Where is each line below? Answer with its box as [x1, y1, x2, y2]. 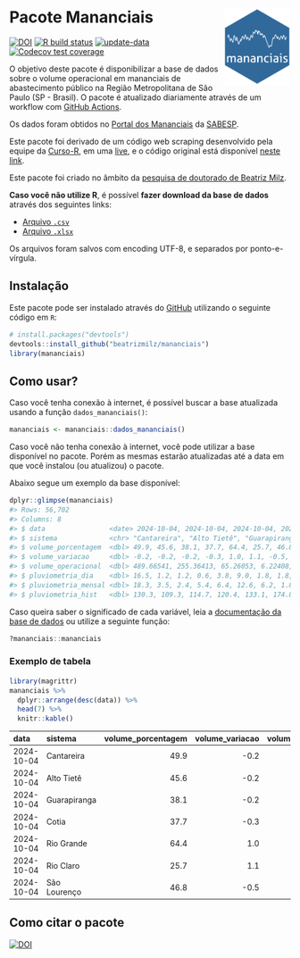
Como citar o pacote [9, 915, 125, 930]
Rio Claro [46, 860, 80, 871]
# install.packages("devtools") [9, 329, 129, 339]
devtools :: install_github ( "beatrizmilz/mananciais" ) [9, 339, 210, 348]
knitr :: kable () [17, 714, 74, 723]
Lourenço [46, 887, 82, 897]
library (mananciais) [9, 349, 87, 358]
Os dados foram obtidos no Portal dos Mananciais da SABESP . [9, 119, 239, 129]
